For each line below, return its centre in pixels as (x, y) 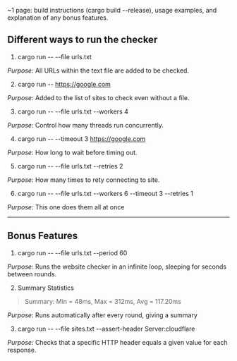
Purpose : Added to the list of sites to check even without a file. (98, 97)
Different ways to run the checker (83, 40)
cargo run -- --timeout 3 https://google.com (81, 139)
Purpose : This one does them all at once (66, 207)
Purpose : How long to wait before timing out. (72, 152)
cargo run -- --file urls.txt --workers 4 (73, 111)
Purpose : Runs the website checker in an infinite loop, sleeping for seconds (117, 267)
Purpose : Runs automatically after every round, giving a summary (102, 315)
